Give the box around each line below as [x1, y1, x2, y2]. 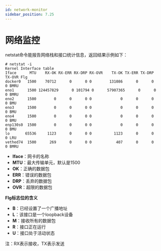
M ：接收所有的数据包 [12, 218, 56, 224]
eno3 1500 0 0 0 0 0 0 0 [5, 105, 154, 110]
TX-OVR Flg [5, 75, 28, 80]
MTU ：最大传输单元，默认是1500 [12, 159, 81, 166]
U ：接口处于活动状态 [12, 230, 55, 236]
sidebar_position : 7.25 [5, 12, 54, 17]
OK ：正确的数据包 [12, 166, 50, 172]
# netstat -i [5, 62, 32, 67]
